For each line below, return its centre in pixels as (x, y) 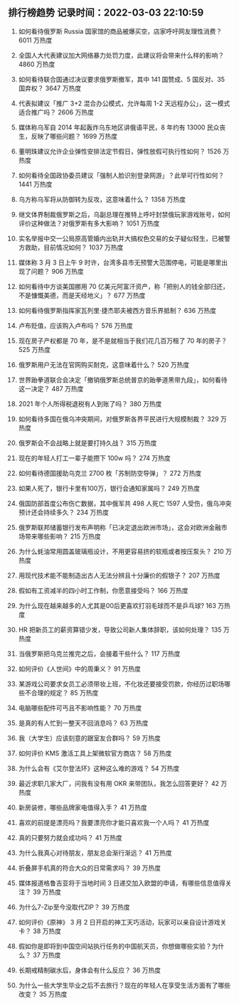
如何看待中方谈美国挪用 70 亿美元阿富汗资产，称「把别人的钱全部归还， (124, 286)
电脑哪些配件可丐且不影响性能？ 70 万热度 (80, 708)
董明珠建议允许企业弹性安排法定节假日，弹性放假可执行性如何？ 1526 (119, 151)
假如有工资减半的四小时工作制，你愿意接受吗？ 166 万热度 (103, 590)
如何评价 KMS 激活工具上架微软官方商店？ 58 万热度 (95, 753)
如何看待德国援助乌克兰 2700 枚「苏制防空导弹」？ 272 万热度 (110, 473)
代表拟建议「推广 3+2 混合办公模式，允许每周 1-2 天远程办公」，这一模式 (124, 103)
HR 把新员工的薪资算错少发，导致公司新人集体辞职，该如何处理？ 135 (120, 629)
